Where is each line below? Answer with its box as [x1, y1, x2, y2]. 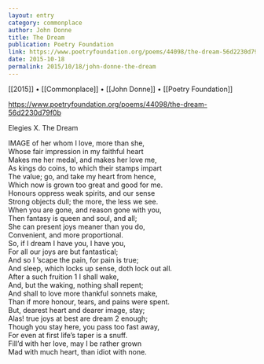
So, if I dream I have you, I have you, [8, 238, 126, 248]
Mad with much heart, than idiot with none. [8, 347, 147, 356]
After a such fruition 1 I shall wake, [8, 272, 119, 281]
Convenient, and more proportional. [8, 230, 123, 240]
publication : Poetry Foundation [8, 41, 114, 49]
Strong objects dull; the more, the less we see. [8, 197, 159, 206]
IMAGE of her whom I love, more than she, [8, 138, 145, 148]
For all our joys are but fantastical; [8, 247, 119, 256]
